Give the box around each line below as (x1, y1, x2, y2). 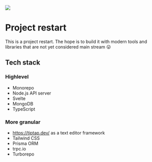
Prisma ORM (12, 140, 38, 146)
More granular (5, 118, 41, 125)
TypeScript (12, 106, 35, 112)
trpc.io (12, 145, 26, 151)
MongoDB (12, 100, 33, 106)
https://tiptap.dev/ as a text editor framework (12, 129, 105, 135)
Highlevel (5, 73, 29, 80)
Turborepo (12, 151, 34, 157)
